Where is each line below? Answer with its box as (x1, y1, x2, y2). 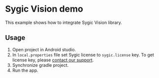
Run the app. (12, 67, 38, 73)
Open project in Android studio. (12, 46, 76, 52)
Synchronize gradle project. (12, 62, 69, 68)
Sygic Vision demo (5, 3, 84, 15)
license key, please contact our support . (12, 57, 94, 63)
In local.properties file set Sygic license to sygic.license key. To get (12, 52, 154, 58)
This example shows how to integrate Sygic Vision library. (5, 19, 122, 25)
